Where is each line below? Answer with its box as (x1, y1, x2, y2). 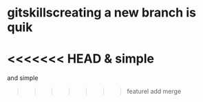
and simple (7, 74, 39, 82)
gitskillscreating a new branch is (7, 5, 196, 21)
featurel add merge (127, 88, 182, 96)
